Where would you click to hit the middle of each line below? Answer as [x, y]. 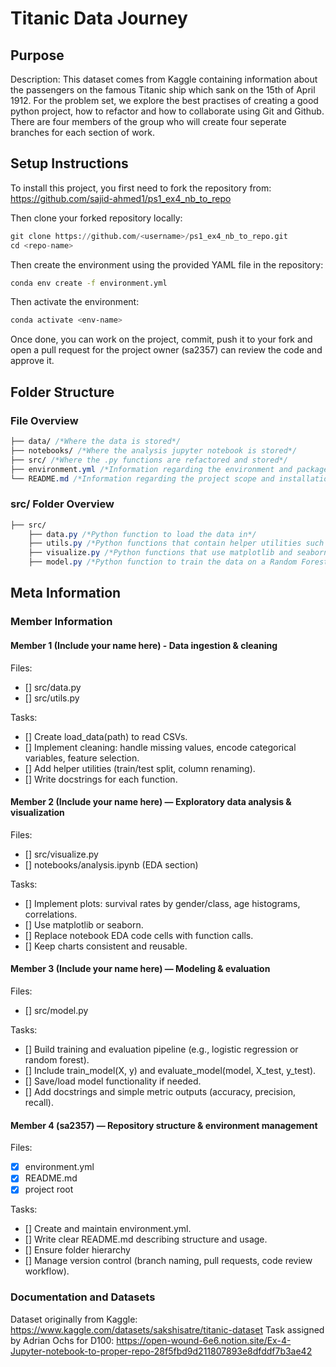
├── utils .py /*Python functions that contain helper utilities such [176, 543]
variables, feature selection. [82, 758]
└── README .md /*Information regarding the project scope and [142, 478]
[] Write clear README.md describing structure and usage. [146, 1239]
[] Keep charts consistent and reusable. [106, 946]
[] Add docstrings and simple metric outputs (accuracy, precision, [160, 1091]
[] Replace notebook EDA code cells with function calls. [139, 935]
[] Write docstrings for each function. [101, 779]
